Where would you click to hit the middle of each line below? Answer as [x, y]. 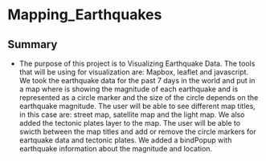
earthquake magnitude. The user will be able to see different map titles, [137, 106]
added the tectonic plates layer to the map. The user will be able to [130, 123]
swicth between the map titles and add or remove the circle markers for [137, 131]
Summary [33, 44]
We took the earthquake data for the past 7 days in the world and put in [137, 80]
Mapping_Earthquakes [85, 15]
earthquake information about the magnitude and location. [116, 149]
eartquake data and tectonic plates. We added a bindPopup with [125, 140]
